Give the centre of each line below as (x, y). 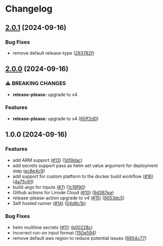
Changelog (29, 9)
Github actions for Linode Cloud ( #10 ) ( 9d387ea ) (63, 192)
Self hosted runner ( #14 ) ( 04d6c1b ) (49, 203)
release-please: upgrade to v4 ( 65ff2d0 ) (55, 118)
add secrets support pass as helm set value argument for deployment (85, 165)
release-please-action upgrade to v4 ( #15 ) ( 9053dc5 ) (69, 198)
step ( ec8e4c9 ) (29, 171)
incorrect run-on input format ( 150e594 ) (54, 233)
